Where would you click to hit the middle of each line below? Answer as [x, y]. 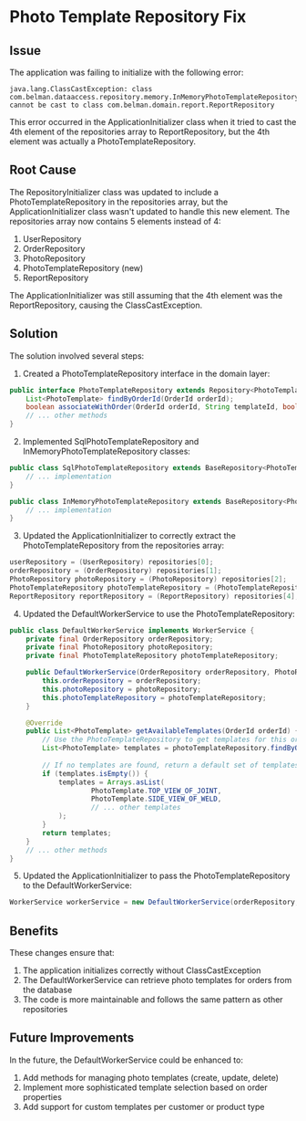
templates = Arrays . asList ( [112, 782]
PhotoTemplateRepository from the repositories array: [123, 546]
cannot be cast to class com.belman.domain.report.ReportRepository [142, 105]
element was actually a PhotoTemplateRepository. [103, 141]
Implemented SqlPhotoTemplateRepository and [111, 441]
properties [42, 1096]
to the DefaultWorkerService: [77, 885]
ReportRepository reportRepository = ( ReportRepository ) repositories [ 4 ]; [154, 596]
